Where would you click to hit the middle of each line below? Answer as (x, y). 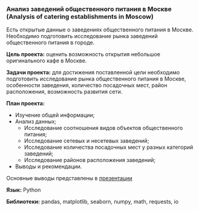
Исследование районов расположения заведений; (90, 160)
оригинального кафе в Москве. (47, 61)
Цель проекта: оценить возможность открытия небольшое (83, 54)
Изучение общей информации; (55, 115)
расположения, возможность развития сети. (64, 92)
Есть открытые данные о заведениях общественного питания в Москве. (100, 30)
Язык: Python (24, 190)
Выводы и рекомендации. (48, 167)
